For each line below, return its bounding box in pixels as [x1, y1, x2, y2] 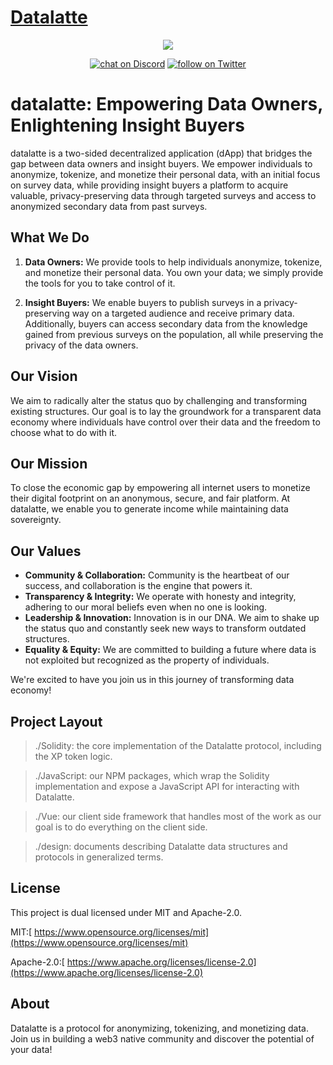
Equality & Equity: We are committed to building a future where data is [24, 644, 317, 656]
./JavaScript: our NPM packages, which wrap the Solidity [34, 769, 270, 781]
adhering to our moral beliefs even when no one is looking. [24, 601, 268, 613]
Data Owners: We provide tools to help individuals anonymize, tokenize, [24, 256, 323, 268]
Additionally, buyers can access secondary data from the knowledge [24, 317, 308, 330]
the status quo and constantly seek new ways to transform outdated [24, 622, 307, 635]
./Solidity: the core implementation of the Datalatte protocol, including [34, 739, 322, 751]
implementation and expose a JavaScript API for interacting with [34, 780, 300, 792]
